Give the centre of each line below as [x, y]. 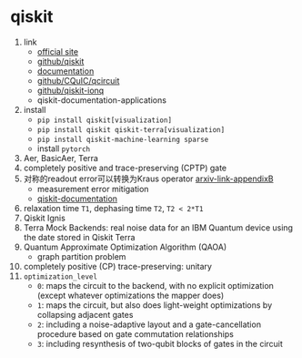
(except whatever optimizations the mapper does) [131, 295]
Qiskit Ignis [45, 218]
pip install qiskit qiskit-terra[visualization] [131, 129]
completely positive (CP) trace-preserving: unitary [118, 266]
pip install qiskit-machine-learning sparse [123, 139]
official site [58, 51]
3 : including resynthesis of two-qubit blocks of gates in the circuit [160, 343]
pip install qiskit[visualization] [104, 120]
